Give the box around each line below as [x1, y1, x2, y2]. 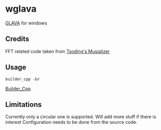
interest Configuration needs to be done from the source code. [5, 119, 137, 125]
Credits [5, 35, 30, 43]
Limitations [5, 100, 42, 109]
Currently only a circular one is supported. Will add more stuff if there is [5, 114, 156, 120]
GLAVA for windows [5, 20, 48, 26]
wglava [5, 3, 37, 15]
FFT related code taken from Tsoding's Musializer [5, 48, 110, 54]
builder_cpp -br [5, 76, 40, 82]
